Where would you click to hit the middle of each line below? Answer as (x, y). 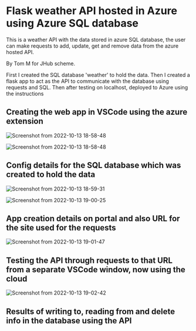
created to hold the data (51, 175)
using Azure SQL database (72, 23)
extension (25, 121)
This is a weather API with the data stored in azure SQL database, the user (96, 39)
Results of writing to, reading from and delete (90, 311)
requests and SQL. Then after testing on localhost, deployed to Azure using (97, 87)
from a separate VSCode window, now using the (96, 270)
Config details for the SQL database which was (94, 165)
